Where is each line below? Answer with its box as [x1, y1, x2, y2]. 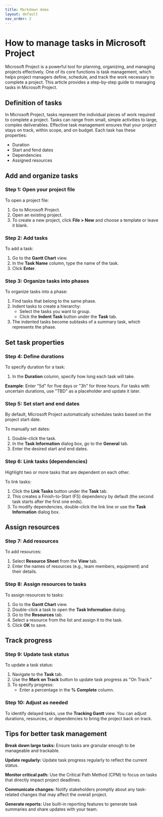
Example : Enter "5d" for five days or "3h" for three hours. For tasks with [5, 383, 150, 389]
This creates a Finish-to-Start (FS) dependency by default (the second [12, 493, 154, 499]
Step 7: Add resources [5, 538, 59, 545]
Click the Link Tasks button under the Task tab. [12, 488, 108, 494]
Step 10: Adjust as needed [5, 699, 68, 706]
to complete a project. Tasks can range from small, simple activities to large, [5, 117, 158, 123]
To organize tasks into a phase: [5, 289, 68, 294]
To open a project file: [5, 197, 49, 203]
